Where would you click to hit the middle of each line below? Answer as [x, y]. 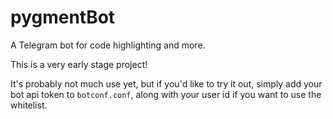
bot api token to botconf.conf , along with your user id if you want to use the [166, 94]
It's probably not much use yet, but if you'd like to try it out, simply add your [166, 83]
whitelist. [29, 105]
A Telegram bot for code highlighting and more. [108, 45]
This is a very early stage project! [79, 64]
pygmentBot [63, 17]
